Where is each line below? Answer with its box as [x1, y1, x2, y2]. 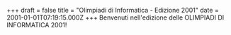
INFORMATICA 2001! [6, 21, 67, 29]
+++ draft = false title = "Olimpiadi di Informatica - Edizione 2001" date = [6, 6, 219, 14]
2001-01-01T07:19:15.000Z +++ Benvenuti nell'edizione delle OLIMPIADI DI [6, 13, 225, 22]
